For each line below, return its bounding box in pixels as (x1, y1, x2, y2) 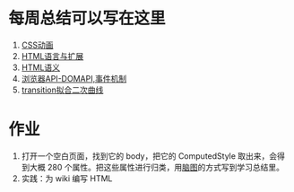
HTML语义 (21, 62, 60, 73)
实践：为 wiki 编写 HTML (21, 172, 113, 184)
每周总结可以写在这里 (8, 8, 167, 29)
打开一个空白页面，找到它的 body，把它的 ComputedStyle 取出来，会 (21, 150, 278, 161)
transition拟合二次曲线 (21, 84, 104, 95)
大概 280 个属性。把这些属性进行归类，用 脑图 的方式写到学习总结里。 (29, 161, 284, 172)
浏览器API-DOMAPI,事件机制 (21, 73, 127, 83)
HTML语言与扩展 (21, 50, 84, 61)
